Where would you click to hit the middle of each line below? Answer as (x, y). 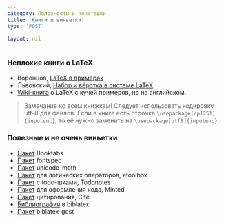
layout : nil (24, 38)
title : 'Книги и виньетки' (46, 20)
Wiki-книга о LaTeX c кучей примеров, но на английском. (102, 92)
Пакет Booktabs (40, 153)
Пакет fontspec (39, 160)
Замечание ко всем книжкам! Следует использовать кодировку (119, 106)
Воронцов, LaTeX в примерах (60, 78)
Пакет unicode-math (47, 167)
